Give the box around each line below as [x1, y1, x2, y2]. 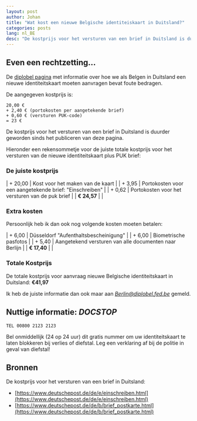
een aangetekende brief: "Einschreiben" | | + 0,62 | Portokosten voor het [6, 186, 182, 193]
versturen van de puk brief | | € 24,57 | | [6, 192, 104, 200]
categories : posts [6, 25, 51, 31]
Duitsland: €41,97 [6, 279, 49, 286]
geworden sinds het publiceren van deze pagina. [6, 134, 124, 141]
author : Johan [6, 14, 41, 20]
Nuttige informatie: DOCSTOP [6, 307, 117, 318]
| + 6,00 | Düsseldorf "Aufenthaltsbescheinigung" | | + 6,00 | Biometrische [6, 232, 185, 239]
